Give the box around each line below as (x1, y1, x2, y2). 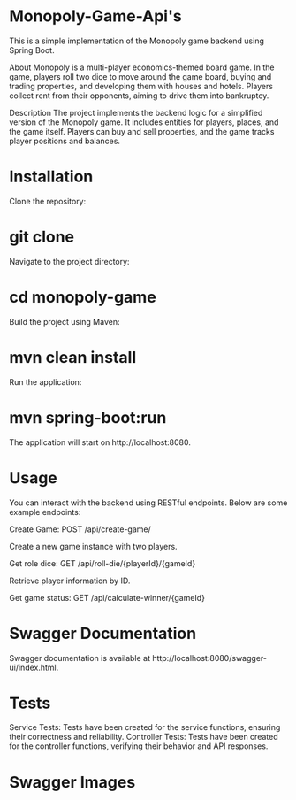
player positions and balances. (9, 135, 121, 146)
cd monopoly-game (9, 288, 156, 307)
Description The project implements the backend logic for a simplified (9, 107, 263, 118)
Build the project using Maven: (9, 316, 120, 327)
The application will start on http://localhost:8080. (9, 436, 192, 448)
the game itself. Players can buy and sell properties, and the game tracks (9, 126, 275, 136)
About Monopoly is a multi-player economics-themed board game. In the (9, 62, 276, 73)
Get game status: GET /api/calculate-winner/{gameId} (9, 592, 206, 603)
